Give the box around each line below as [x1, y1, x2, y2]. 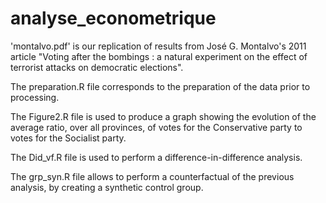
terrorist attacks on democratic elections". [10, 61, 184, 73]
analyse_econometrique [10, 7, 217, 30]
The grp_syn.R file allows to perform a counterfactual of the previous [10, 170, 295, 182]
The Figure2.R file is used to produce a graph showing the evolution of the [10, 110, 317, 122]
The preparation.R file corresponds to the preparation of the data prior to [10, 80, 311, 92]
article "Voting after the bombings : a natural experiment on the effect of [10, 50, 308, 62]
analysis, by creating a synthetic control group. [10, 181, 204, 193]
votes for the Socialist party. [10, 132, 127, 144]
